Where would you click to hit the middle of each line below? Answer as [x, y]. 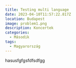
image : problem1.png [26, 23]
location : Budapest [25, 19]
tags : [11, 42]
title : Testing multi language [37, 10]
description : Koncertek [29, 28]
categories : [17, 33]
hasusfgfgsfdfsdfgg [25, 60]
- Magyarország [25, 46]
